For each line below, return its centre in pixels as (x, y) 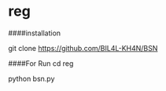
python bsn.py (31, 78)
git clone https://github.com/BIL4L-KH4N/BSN (83, 48)
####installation (35, 33)
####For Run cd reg (41, 63)
